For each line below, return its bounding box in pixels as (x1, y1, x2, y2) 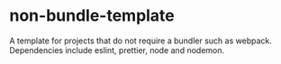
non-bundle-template (9, 5, 176, 26)
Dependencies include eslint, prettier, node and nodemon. (9, 44, 225, 55)
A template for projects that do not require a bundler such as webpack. (9, 35, 272, 46)
